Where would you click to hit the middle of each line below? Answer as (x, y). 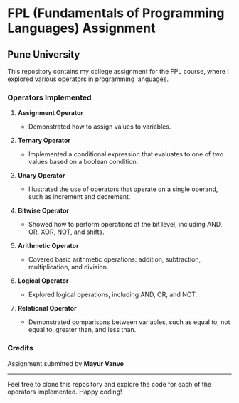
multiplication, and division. (68, 267)
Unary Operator (41, 176)
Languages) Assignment (81, 28)
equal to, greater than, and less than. (82, 330)
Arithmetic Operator (48, 246)
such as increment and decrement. (79, 197)
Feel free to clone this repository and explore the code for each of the (110, 384)
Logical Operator (43, 281)
